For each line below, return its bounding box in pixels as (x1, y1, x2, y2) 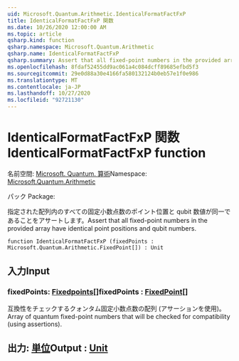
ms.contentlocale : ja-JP (7, 83, 81, 90)
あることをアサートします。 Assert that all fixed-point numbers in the (7, 216, 208, 224)
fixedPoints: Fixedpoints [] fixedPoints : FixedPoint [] (7, 287, 188, 297)
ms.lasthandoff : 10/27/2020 (7, 90, 91, 97)
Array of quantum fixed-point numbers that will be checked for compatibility (7, 312, 230, 320)
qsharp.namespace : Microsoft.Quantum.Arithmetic (7, 43, 154, 51)
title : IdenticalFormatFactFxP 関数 (7, 17, 114, 24)
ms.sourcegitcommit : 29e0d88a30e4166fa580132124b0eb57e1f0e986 (7, 70, 199, 77)
